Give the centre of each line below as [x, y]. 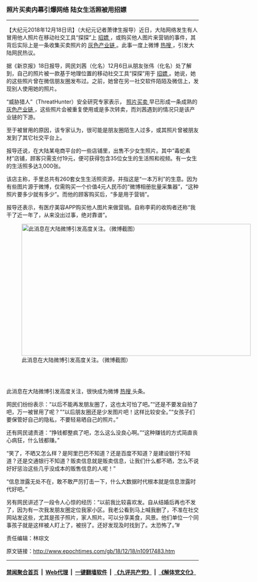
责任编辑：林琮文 [28, 538]
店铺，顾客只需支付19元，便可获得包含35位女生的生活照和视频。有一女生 [106, 159]
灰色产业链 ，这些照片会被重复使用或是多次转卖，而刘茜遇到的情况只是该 [98, 110]
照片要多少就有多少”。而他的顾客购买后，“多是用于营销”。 [79, 195]
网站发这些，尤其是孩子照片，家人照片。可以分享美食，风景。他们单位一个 [100, 518]
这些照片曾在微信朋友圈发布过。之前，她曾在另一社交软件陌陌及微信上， [102, 81]
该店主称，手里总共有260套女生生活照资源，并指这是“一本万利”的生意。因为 [102, 179]
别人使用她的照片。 [35, 89]
